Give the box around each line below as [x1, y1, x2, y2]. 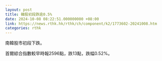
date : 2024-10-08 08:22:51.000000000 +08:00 [5, 16, 99, 21]
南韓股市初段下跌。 [5, 40, 45, 46]
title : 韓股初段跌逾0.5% [5, 12, 52, 17]
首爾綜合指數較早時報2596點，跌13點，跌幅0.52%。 [5, 51, 113, 57]
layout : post [5, 7, 32, 12]
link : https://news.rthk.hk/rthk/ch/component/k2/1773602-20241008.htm [5, 21, 157, 26]
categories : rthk [5, 26, 41, 31]
